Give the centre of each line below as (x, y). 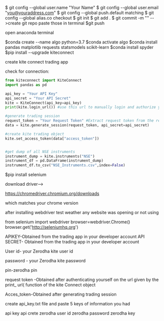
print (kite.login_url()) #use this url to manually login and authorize (81, 107)
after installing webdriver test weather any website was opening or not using (82, 213)
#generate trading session (32, 116)
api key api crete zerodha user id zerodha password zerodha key (70, 313)
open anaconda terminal (30, 32)
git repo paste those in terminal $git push (63, 23)
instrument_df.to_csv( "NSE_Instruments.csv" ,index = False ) (65, 165)
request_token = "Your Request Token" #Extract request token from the (79, 121)
